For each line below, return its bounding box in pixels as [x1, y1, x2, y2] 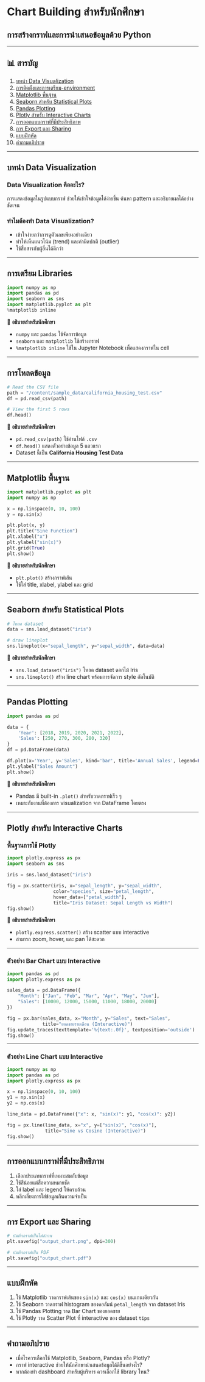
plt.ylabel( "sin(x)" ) [7, 539, 62, 546]
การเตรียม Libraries [7, 268, 72, 279]
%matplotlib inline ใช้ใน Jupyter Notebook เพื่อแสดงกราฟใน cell [15, 344, 170, 351]
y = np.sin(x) [7, 511, 43, 517]
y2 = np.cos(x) [7, 1100, 46, 1106]
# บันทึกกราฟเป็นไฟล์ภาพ [7, 1233, 52, 1239]
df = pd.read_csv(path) [7, 395, 68, 401]
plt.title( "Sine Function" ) [7, 528, 78, 534]
